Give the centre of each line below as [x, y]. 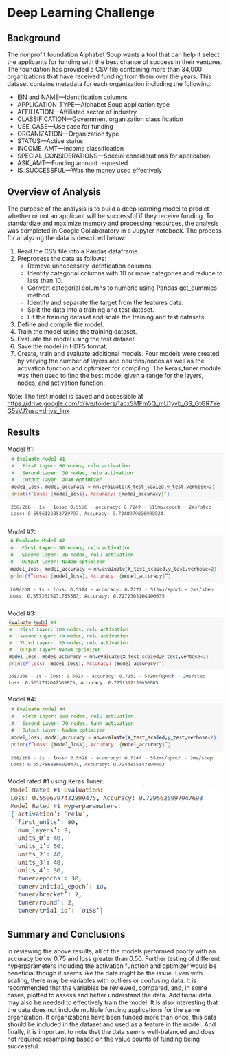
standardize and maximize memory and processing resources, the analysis [113, 223]
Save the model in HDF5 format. [62, 346]
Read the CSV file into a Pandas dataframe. [78, 251]
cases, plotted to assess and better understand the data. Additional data [109, 995]
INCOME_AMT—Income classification [70, 148]
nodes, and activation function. [61, 383]
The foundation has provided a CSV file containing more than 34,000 [105, 69]
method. [39, 295]
